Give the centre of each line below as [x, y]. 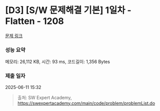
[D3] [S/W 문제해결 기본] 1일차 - [68, 10]
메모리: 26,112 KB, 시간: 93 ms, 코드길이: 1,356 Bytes [57, 62]
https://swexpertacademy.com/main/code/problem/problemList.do [86, 103]
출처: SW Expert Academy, [44, 97]
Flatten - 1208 [34, 21]
